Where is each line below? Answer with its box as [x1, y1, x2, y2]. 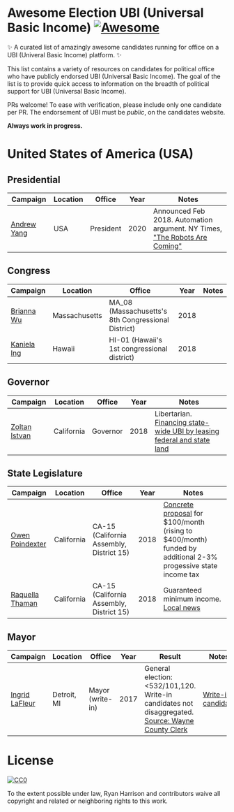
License [7, 753, 54, 769]
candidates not [144, 699, 194, 709]
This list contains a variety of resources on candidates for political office [7, 64, 214, 73]
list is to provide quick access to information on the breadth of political [7, 79, 210, 88]
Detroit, [52, 690, 77, 699]
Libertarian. [154, 409, 193, 419]
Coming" [153, 241, 182, 251]
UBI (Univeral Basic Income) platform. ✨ [7, 50, 122, 59]
